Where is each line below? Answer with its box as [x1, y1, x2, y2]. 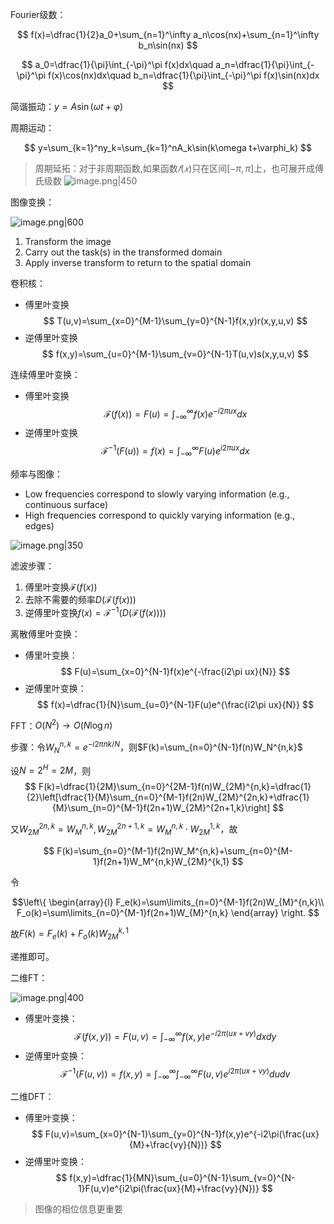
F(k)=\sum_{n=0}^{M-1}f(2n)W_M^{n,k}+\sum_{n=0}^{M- [56, 844, 293, 857]
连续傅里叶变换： [10, 369, 81, 380]
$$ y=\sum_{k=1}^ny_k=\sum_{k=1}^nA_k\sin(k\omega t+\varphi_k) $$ [23, 142, 313, 153]
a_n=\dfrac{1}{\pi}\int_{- [215, 59, 315, 70]
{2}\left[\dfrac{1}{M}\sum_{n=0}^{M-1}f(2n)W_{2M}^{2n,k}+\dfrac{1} [26, 791, 310, 803]
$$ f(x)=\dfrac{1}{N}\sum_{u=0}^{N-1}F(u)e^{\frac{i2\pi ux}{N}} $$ [36, 698, 314, 710]
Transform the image [24, 236, 112, 247]
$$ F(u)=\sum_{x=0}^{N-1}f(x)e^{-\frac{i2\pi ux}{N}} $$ [60, 665, 291, 677]
